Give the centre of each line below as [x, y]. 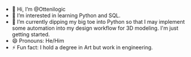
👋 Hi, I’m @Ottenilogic [38, 9]
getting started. [31, 34]
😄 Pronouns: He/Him [38, 41]
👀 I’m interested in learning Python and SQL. [66, 15]
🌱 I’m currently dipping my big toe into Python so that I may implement [98, 22]
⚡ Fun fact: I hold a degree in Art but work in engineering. [82, 47]
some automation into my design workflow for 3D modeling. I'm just [95, 28]
